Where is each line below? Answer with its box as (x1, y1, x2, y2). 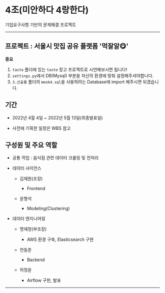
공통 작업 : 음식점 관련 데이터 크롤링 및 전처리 (12, 155, 99, 161)
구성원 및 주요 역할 (5, 141, 57, 149)
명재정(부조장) (19, 226, 47, 232)
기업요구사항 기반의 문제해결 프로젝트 (5, 22, 76, 28)
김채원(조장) (19, 176, 43, 182)
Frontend (27, 185, 46, 192)
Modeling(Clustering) (27, 205, 70, 211)
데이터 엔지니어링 (12, 216, 46, 222)
